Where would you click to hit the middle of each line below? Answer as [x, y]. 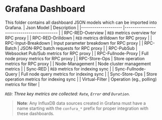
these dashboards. [36, 113]
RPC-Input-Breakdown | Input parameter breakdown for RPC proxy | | [74, 43]
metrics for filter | [22, 84]
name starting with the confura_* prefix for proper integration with [82, 108]
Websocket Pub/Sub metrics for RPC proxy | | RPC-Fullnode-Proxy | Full [77, 53]
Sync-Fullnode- [130, 69]
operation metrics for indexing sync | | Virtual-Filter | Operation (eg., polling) [81, 79]
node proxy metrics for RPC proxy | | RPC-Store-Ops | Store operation [75, 58]
